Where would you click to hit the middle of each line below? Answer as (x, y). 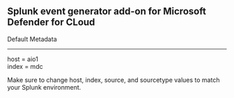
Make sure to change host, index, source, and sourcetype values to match (114, 80)
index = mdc (25, 66)
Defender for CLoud (51, 23)
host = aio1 (23, 59)
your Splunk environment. (44, 87)
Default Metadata (32, 39)
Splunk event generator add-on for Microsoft (107, 11)
